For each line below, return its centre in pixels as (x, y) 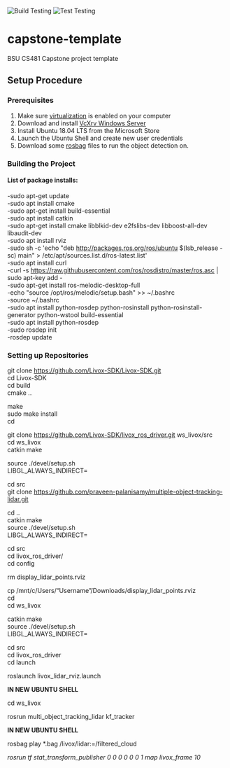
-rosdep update (30, 337)
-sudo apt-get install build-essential (59, 211)
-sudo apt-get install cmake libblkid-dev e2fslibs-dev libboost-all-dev (107, 225)
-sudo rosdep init (32, 330)
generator (22, 314)
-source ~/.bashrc (33, 300)
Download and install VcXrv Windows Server (82, 123)
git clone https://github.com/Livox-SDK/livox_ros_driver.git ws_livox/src (110, 435)
